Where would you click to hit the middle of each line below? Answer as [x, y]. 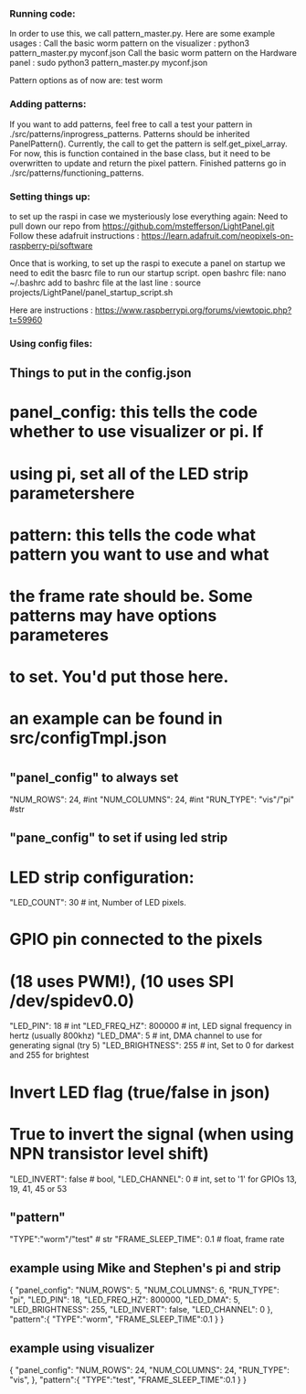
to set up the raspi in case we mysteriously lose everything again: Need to [149, 216]
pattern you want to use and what [139, 554]
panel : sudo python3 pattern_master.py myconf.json [109, 63]
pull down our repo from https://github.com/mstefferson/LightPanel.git [142, 226]
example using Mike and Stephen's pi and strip [145, 1268]
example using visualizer [82, 1348]
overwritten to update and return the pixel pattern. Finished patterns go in [148, 163]
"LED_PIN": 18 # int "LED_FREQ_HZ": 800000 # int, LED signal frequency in [151, 1026]
